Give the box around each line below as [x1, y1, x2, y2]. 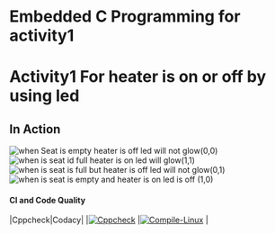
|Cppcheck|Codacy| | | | [9, 214, 208, 226]
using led [9, 85, 80, 106]
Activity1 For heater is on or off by [9, 67, 267, 87]
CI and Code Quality [9, 194, 86, 205]
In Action [9, 121, 61, 137]
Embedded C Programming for [9, 6, 241, 27]
